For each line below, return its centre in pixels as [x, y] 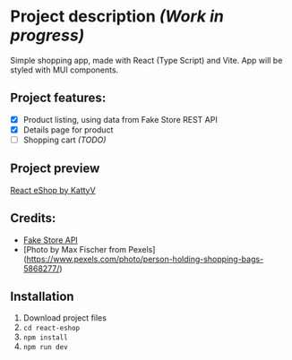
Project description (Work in [117, 17]
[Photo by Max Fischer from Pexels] [89, 249]
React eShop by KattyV [53, 190]
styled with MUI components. [64, 70]
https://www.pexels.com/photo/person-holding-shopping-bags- [145, 259]
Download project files [64, 318]
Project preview [55, 169]
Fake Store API [51, 240]
